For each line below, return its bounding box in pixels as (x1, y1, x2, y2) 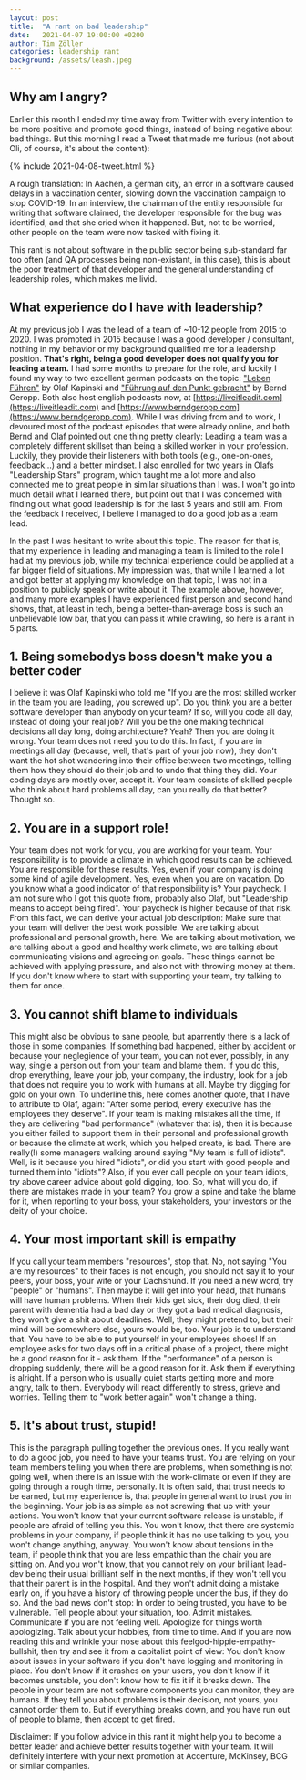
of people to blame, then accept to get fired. (9, 1713, 176, 1724)
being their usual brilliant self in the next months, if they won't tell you (25, 1568, 287, 1578)
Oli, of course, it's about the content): (9, 142, 150, 153)
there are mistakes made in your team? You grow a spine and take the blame (9, 1186, 296, 1197)
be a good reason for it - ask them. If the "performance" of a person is (9, 1352, 273, 1363)
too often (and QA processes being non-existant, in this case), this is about (9, 254, 291, 264)
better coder (9, 663, 82, 679)
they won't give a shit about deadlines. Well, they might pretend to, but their (9, 1314, 294, 1325)
